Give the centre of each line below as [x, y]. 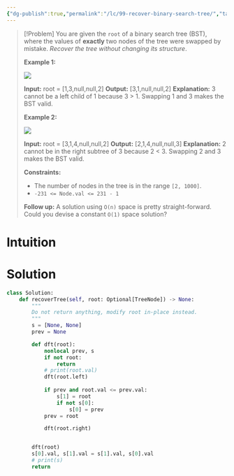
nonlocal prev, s [69, 351]
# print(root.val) [71, 370]
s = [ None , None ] [57, 326]
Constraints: [42, 172]
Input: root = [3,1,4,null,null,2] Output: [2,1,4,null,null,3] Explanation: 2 [125, 143]
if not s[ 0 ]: [75, 403]
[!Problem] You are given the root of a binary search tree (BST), [115, 34]
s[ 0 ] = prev [86, 410]
